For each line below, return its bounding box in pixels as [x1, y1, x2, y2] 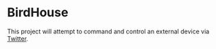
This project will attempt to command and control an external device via [7, 27, 210, 35]
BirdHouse [7, 5, 69, 20]
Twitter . [7, 34, 29, 42]
